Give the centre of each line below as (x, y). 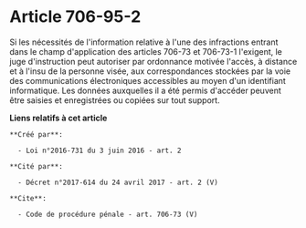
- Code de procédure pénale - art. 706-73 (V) (108, 214)
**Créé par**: (37, 134)
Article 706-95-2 (75, 17)
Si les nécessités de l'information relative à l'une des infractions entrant (144, 42)
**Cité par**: (37, 166)
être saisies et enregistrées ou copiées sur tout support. (115, 100)
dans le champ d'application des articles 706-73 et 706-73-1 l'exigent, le (146, 51)
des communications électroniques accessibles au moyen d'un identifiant (148, 80)
